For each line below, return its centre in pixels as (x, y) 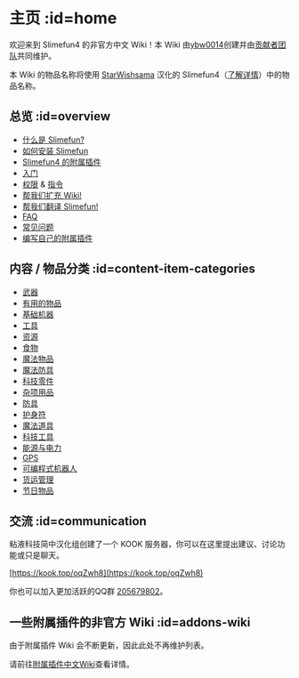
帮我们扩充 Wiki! (52, 195)
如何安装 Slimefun (55, 150)
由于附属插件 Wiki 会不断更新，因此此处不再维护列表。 (109, 645)
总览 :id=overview (60, 117)
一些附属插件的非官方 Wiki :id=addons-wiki (130, 622)
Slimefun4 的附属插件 (61, 162)
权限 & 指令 (43, 184)
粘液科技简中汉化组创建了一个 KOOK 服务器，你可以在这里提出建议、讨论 (143, 545)
